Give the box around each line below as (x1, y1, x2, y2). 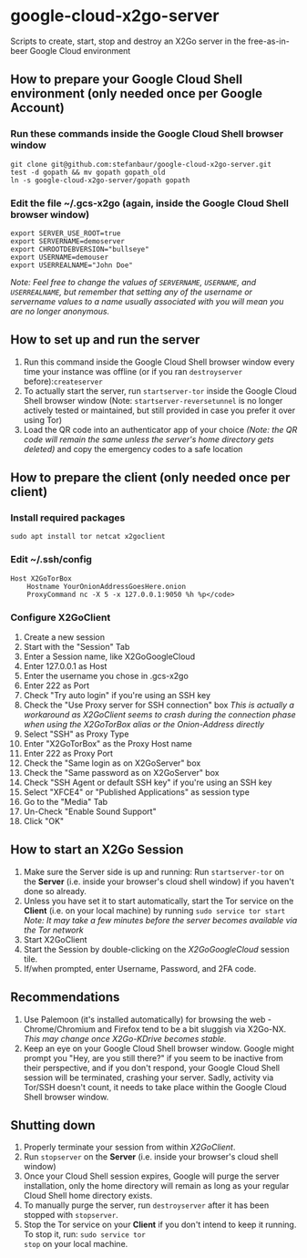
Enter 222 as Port (23, 680, 90, 691)
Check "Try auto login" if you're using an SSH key (23, 690, 211, 701)
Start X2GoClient (23, 933, 87, 944)
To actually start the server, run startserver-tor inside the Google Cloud (23, 385, 297, 397)
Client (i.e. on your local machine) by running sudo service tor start (23, 904, 286, 916)
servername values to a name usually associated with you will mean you (10, 295, 284, 306)
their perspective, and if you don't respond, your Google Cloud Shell (23, 1062, 281, 1073)
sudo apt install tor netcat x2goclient (10, 532, 167, 541)
